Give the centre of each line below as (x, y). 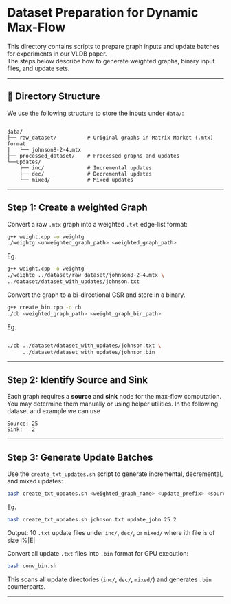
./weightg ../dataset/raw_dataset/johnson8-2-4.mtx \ (86, 275)
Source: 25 (23, 424)
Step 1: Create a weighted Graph (77, 208)
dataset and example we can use (54, 411)
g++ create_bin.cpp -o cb (44, 307)
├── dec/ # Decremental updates (86, 174)
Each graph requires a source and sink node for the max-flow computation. (114, 397)
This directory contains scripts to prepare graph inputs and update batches (113, 46)
